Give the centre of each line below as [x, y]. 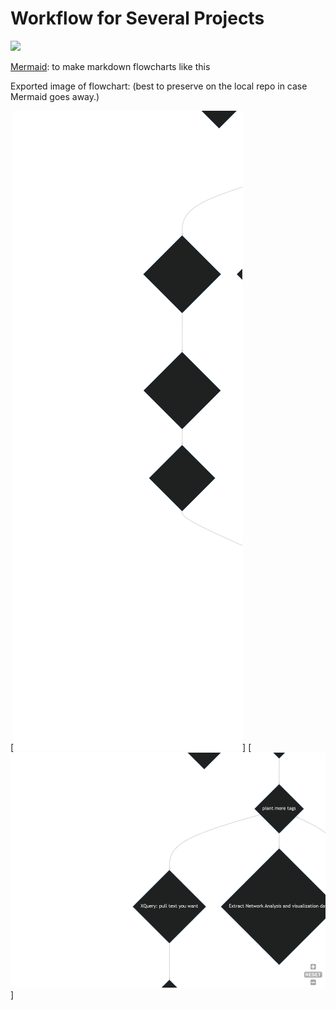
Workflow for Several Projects [137, 18]
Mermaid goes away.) [55, 96]
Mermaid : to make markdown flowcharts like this [110, 66]
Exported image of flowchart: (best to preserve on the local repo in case [159, 86]
